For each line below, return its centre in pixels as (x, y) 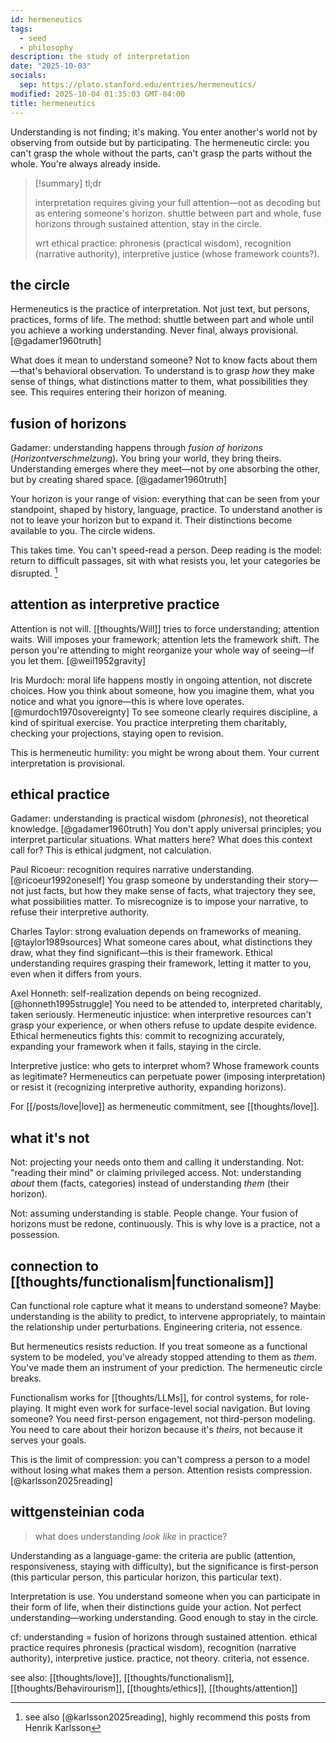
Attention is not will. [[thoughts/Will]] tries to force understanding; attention (165, 628)
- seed (33, 38)
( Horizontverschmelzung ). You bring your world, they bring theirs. (146, 458)
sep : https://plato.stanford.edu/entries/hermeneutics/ (138, 85)
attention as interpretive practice (115, 604)
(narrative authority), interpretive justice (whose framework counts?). (177, 253)
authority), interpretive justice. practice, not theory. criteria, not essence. (160, 1658)
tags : (21, 29)
